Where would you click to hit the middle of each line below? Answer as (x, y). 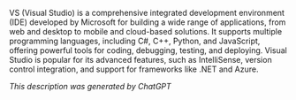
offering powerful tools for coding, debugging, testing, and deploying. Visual (148, 50)
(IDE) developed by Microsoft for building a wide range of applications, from (148, 22)
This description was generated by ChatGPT (91, 86)
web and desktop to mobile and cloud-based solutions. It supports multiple (146, 31)
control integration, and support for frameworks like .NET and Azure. (134, 69)
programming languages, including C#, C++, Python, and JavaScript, (135, 41)
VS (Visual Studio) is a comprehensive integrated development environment (147, 13)
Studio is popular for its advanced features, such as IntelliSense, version (140, 60)
